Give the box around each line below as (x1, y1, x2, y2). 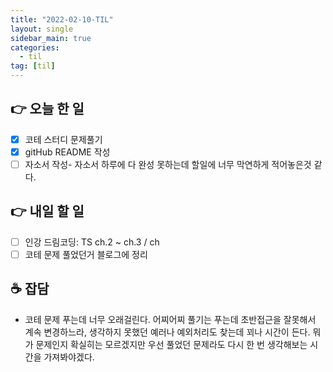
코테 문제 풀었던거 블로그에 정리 (24, 248, 148, 260)
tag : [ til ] (10, 61, 56, 71)
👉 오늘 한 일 (10, 101, 85, 118)
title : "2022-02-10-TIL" (10, 14, 114, 25)
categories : (10, 42, 60, 53)
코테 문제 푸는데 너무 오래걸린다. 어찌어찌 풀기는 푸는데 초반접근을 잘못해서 (24, 313, 317, 325)
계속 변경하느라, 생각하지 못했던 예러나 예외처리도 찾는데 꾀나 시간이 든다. (24, 326, 311, 338)
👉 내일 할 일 (10, 203, 85, 220)
